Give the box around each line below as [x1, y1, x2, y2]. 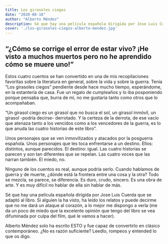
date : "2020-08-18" [5, 12, 46, 17]
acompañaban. [5, 99, 36, 105]
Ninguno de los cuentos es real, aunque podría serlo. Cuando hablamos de [5, 166, 159, 172]
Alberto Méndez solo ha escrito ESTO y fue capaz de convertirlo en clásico [5, 222, 160, 228]
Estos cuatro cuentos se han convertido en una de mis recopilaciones [5, 73, 149, 79]
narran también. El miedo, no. [5, 156, 66, 162]
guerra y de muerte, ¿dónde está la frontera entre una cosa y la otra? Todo [5, 171, 159, 177]
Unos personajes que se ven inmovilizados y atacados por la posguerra [5, 135, 153, 141]
